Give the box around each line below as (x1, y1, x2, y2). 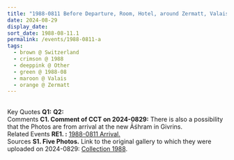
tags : (7, 42, 23, 49)
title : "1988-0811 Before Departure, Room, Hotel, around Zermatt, (7, 10, 208, 17)
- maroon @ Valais (13, 74, 68, 82)
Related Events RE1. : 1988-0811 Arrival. (7, 130, 120, 138)
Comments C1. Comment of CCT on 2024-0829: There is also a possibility (7, 115, 224, 124)
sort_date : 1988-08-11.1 (7, 29, 79, 37)
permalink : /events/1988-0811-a (7, 36, 101, 43)
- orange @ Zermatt (13, 81, 70, 88)
